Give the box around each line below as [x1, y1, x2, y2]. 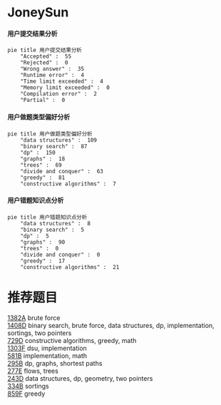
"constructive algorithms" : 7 [20, 180, 116, 188]
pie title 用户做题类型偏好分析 [7, 130, 93, 138]
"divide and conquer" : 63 [20, 168, 103, 175]
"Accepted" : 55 [20, 53, 72, 61]
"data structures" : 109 [20, 136, 98, 143]
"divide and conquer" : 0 [20, 251, 101, 258]
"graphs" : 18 [20, 155, 66, 163]
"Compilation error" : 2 [20, 91, 98, 98]
